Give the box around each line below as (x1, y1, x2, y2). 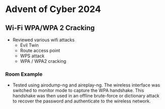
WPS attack (20, 53, 44, 59)
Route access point (20, 48, 61, 53)
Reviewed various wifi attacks (12, 37, 75, 43)
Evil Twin (20, 42, 39, 48)
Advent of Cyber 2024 (5, 4, 101, 15)
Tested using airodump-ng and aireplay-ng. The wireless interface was (12, 82, 160, 88)
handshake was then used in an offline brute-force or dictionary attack (12, 93, 160, 99)
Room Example (5, 70, 43, 77)
